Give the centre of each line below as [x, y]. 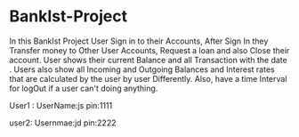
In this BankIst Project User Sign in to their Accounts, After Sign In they [139, 41]
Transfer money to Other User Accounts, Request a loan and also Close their [149, 50]
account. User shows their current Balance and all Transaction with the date [148, 60]
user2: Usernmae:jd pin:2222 [63, 123]
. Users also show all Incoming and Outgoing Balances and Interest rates [142, 69]
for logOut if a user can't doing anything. [84, 88]
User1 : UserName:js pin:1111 [61, 105]
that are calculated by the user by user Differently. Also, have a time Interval [148, 78]
